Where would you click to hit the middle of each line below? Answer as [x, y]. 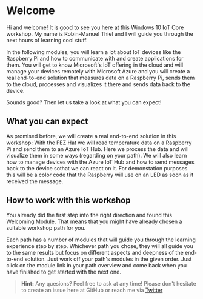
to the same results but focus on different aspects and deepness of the [95, 252]
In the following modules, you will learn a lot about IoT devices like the [94, 52]
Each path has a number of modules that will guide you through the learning [101, 240]
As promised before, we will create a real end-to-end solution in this [91, 136]
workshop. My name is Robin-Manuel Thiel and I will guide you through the [100, 33]
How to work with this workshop [68, 200]
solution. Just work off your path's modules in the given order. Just [108, 259]
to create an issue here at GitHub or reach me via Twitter [92, 290]
